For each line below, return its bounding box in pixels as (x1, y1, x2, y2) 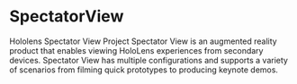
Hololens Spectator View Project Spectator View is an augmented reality (9, 36, 277, 46)
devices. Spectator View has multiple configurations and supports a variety (9, 55, 288, 65)
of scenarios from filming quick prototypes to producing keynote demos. (9, 64, 279, 75)
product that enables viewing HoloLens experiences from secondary (9, 45, 264, 55)
